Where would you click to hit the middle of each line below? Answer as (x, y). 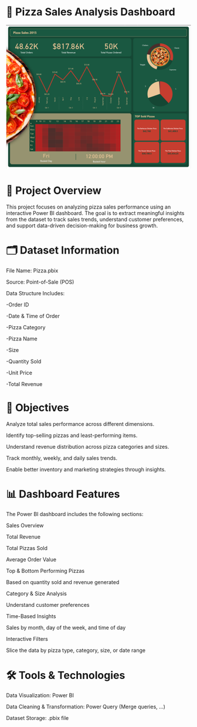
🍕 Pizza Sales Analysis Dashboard (91, 12)
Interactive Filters (27, 639)
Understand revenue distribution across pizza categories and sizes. (88, 446)
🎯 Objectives (38, 407)
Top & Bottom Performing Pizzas (45, 571)
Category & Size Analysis (37, 593)
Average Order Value (31, 559)
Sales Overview (25, 525)
